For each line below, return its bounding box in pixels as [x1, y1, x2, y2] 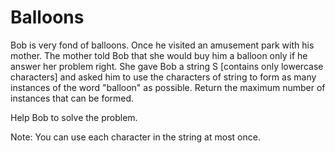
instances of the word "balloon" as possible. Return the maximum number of [10, 81, 326, 93]
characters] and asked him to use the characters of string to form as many [10, 71, 317, 83]
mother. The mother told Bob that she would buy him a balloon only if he [10, 49, 308, 61]
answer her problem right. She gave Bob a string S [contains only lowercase [10, 60, 324, 72]
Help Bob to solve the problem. [10, 111, 138, 123]
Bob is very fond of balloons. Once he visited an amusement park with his [10, 39, 315, 51]
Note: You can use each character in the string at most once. [10, 131, 261, 143]
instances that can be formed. [10, 92, 135, 104]
